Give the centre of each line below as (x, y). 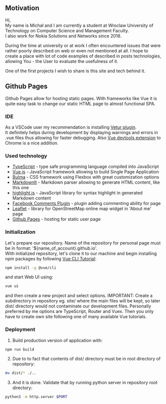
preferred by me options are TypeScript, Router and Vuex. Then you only (80, 311)
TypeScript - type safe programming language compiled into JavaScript (86, 167)
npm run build (20, 349)
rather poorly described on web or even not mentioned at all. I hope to (77, 50)
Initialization (20, 232)
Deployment (20, 330)
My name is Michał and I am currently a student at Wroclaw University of (79, 25)
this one (21, 188)
